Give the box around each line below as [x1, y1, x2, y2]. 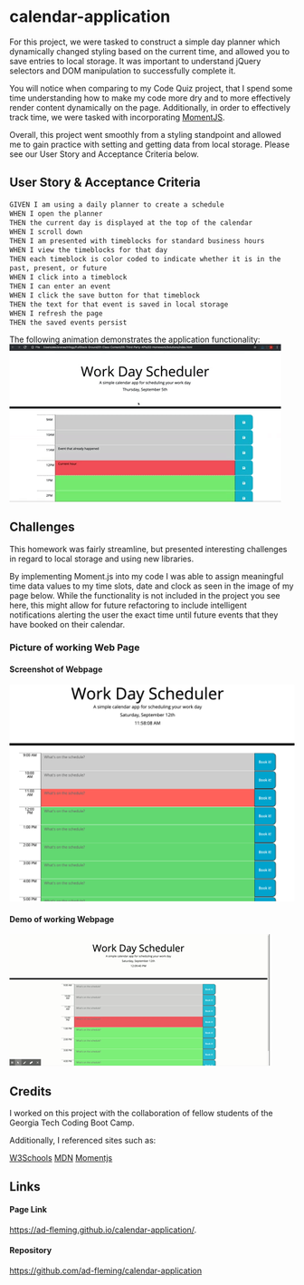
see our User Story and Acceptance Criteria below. [9, 148, 199, 160]
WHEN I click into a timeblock [9, 272, 128, 282]
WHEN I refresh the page [9, 308, 103, 318]
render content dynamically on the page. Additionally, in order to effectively [9, 102, 291, 112]
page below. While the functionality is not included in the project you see [9, 589, 280, 600]
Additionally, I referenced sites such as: [9, 1135, 157, 1146]
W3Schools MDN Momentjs [9, 1153, 113, 1163]
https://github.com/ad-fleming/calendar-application [9, 1265, 202, 1276]
